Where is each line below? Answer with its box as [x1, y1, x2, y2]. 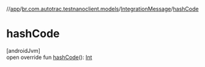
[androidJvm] [6, 47, 41, 54]
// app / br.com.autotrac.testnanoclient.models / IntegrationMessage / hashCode [6, 6, 199, 12]
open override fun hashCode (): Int [6, 53, 92, 61]
